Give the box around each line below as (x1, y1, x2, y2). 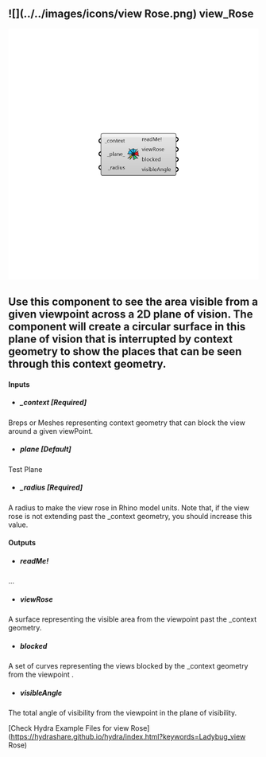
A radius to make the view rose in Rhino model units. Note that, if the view (8, 502, 250, 513)
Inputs (8, 379, 30, 389)
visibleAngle (19, 688, 63, 697)
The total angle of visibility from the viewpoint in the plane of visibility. (8, 708, 237, 718)
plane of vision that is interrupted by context (8, 333, 233, 346)
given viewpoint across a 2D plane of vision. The (8, 307, 253, 322)
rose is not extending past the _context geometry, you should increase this (8, 511, 253, 521)
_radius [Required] (19, 482, 83, 493)
